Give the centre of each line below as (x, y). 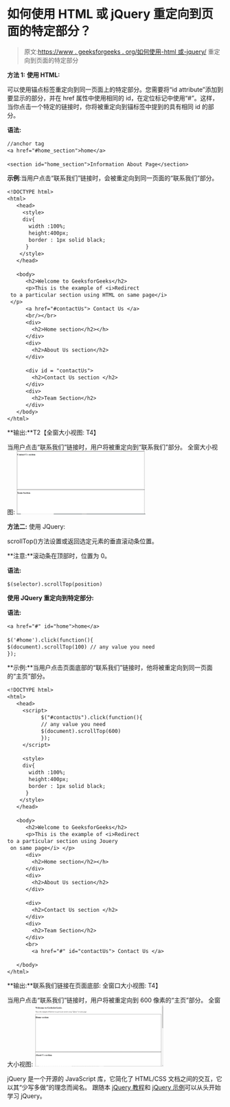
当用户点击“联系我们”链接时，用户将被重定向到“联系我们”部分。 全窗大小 (110, 447)
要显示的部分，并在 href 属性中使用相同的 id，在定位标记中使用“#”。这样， (113, 98)
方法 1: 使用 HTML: (34, 75)
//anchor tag (26, 144)
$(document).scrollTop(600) (81, 731)
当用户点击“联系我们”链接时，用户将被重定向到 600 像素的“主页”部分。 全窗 (114, 1000)
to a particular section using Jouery (62, 841)
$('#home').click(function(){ (50, 640)
